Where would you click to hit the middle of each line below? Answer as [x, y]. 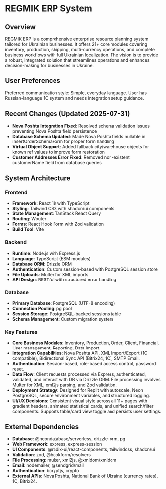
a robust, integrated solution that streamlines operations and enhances [77, 60]
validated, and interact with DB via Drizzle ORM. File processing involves [86, 380]
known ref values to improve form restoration [58, 152]
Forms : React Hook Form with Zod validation [58, 224]
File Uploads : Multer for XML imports [50, 274]
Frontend [16, 192]
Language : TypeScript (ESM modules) [51, 258]
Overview [21, 27]
